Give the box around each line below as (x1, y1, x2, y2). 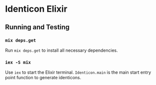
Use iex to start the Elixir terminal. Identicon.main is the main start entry (5, 69, 151, 75)
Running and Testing (5, 23, 70, 31)
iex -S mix (5, 60, 31, 65)
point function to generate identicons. (5, 75, 81, 81)
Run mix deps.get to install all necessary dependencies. (5, 47, 118, 53)
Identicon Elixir (5, 3, 68, 15)
